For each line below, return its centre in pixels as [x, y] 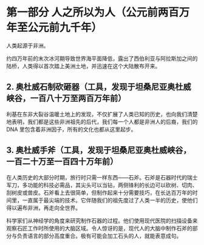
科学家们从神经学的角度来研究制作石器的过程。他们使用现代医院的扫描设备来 [102, 220]
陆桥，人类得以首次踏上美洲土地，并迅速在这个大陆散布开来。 [83, 66]
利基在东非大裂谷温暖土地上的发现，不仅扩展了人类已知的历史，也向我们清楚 [102, 114]
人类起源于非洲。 [28, 45]
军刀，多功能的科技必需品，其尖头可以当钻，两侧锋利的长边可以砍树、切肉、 [102, 185]
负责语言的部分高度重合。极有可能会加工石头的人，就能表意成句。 [99, 236]
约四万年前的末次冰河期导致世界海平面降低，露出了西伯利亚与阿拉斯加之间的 [102, 58]
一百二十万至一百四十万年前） [62, 162]
